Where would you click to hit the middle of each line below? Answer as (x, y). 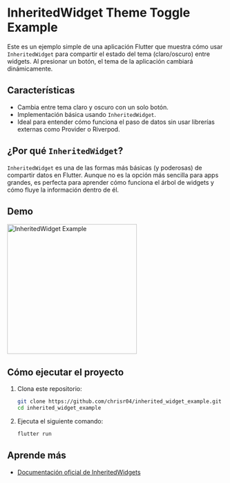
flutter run (34, 434)
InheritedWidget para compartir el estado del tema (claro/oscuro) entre (109, 54)
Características (41, 90)
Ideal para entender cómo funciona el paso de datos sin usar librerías (116, 122)
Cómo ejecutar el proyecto (66, 372)
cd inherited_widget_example (59, 408)
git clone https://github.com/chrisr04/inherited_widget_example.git (119, 402)
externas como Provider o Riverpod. (68, 129)
